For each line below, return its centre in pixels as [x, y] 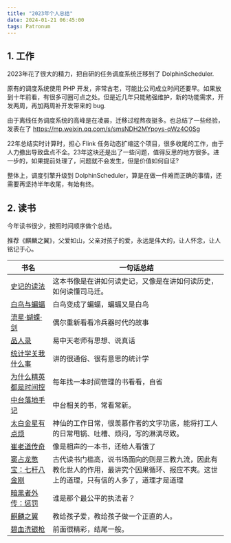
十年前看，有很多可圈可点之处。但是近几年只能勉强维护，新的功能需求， [115, 97]
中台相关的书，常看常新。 [94, 405]
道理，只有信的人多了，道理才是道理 [125, 480]
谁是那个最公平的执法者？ [94, 498]
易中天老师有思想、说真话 [94, 340]
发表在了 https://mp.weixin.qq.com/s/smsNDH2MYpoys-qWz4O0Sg [104, 129]
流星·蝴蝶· [26, 317]
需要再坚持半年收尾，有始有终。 [52, 184]
